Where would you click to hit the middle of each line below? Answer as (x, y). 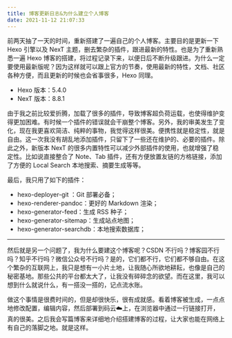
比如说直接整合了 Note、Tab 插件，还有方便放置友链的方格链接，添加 (124, 156)
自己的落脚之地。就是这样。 (52, 327)
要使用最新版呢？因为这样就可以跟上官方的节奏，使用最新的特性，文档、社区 (116, 66)
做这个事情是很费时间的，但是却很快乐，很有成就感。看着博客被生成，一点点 (116, 299)
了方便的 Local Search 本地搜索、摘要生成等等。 (76, 165)
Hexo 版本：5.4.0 (42, 90)
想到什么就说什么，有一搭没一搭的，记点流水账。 (77, 285)
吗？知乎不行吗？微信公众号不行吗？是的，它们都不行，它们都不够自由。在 (113, 259)
